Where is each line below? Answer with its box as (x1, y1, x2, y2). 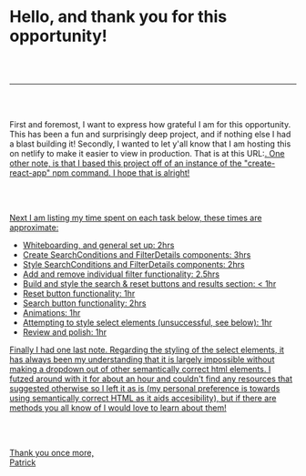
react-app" (9, 167, 51, 178)
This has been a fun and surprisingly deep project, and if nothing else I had (9, 128, 291, 139)
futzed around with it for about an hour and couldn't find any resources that (9, 373, 293, 384)
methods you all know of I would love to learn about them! (9, 402, 228, 413)
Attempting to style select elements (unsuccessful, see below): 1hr (22, 317, 272, 328)
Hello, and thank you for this (9, 6, 228, 27)
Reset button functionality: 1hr (22, 288, 136, 299)
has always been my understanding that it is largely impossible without (9, 353, 275, 365)
